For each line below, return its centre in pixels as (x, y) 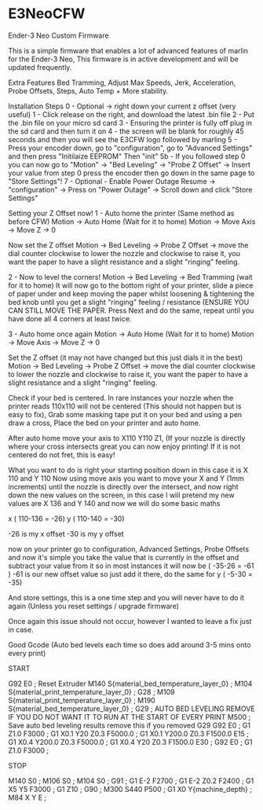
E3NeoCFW (47, 14)
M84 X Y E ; (27, 797)
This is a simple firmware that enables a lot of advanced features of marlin (128, 50)
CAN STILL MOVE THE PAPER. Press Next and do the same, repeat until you (131, 310)
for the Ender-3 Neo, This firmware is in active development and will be (123, 59)
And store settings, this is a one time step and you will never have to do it (126, 597)
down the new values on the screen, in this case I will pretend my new (121, 495)
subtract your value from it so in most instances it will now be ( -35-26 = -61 (131, 566)
